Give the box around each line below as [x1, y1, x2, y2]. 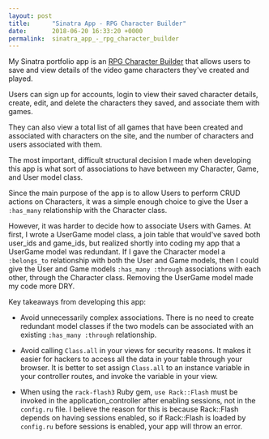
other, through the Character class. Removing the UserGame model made [8, 273, 254, 283]
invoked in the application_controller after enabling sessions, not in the [19, 396, 256, 406]
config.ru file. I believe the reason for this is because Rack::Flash [19, 404, 239, 414]
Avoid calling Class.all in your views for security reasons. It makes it [19, 346, 251, 356]
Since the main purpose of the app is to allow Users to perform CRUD [8, 188, 241, 198]
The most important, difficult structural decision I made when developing [8, 156, 251, 165]
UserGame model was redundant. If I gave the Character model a [8, 247, 226, 257]
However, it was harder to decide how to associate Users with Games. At [8, 221, 251, 231]
